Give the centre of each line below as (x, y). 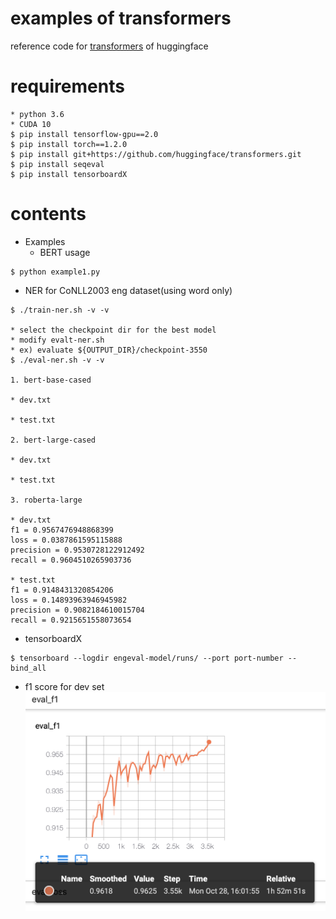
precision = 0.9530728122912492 (77, 550)
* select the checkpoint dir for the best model (113, 330)
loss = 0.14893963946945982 (69, 600)
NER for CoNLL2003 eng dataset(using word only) (128, 290)
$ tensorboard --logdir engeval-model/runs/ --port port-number (147, 658)
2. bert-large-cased (53, 440)
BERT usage (65, 252)
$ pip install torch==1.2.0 (69, 144)
